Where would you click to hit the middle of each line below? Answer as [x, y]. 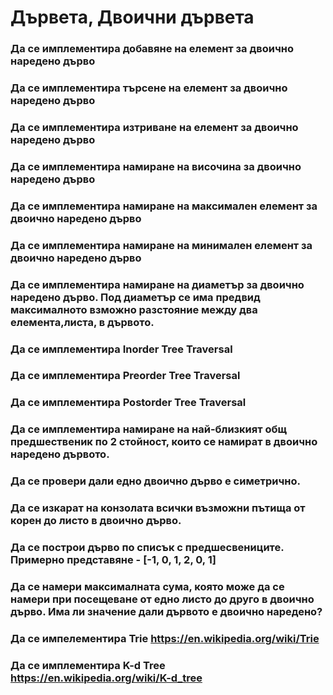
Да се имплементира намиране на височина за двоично [156, 166]
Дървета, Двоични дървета [132, 17]
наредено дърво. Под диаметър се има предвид [135, 297]
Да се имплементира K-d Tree [88, 665]
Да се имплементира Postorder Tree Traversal [128, 403]
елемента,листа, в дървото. [82, 322]
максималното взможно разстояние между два [134, 309]
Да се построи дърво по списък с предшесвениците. [147, 548]
